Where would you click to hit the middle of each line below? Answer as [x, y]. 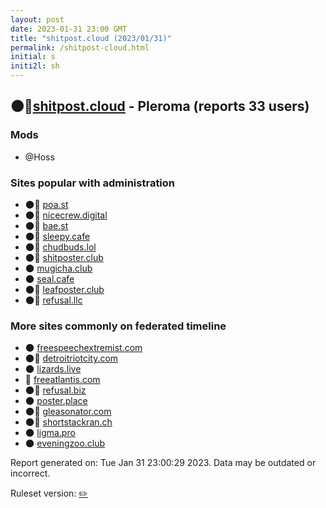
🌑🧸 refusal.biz [55, 390]
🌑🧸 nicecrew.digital [66, 215]
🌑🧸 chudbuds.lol [60, 247]
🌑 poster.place [56, 401]
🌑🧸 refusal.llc [53, 300]
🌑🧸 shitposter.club [64, 257]
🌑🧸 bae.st [46, 225]
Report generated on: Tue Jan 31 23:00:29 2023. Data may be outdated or [163, 463]
